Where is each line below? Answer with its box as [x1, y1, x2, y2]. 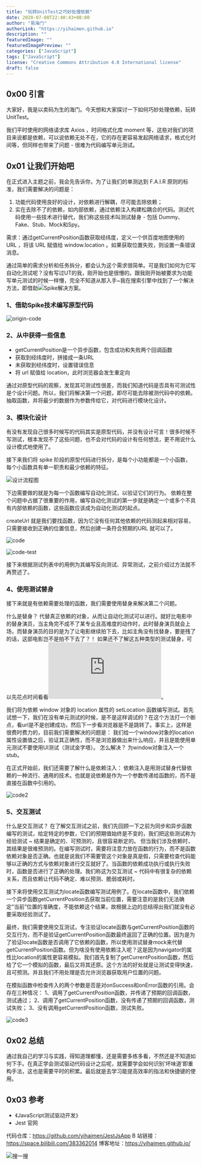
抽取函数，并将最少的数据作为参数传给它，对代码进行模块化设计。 [6, 397, 170, 404]
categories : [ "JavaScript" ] [6, 48, 77, 54]
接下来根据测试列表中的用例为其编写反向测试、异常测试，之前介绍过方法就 [6, 561, 191, 568]
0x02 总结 [6, 1035, 44, 1045]
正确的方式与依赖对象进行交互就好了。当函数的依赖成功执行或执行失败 [16, 860, 191, 867]
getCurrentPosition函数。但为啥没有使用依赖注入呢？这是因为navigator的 [6, 946, 187, 954]
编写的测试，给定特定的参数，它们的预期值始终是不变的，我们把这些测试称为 [6, 830, 196, 837]
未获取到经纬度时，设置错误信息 [14, 361, 94, 368]
